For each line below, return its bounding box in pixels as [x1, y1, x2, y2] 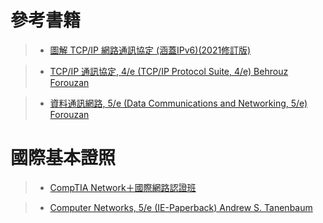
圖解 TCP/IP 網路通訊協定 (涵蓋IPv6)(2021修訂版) [49, 44, 252, 56]
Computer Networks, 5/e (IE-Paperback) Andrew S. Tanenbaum [49, 201, 313, 213]
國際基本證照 [10, 147, 117, 170]
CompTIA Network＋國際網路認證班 [49, 181, 197, 193]
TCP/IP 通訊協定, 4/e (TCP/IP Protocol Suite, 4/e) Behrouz [49, 65, 289, 77]
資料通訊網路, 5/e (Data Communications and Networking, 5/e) [49, 97, 308, 109]
